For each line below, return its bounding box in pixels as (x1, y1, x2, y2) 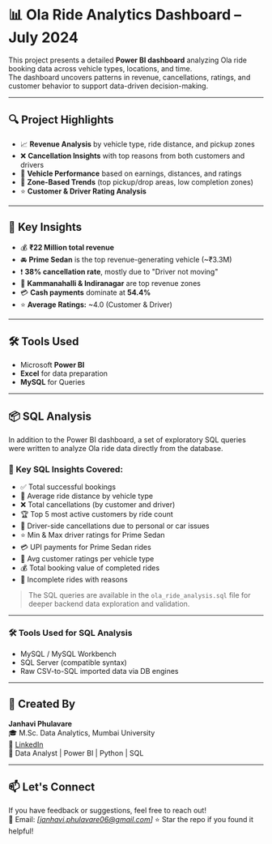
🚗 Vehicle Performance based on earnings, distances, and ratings (19, 168, 242, 178)
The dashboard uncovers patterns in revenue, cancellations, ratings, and (8, 72, 251, 82)
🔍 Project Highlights (8, 113, 114, 127)
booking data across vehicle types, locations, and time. (8, 63, 193, 73)
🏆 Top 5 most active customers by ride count (19, 509, 174, 519)
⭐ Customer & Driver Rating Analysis (19, 186, 147, 196)
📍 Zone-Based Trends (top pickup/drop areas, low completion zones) (19, 177, 253, 186)
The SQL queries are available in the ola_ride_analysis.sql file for (28, 590, 251, 600)
